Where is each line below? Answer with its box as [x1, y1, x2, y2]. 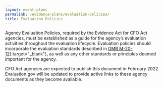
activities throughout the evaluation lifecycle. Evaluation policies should [5, 41, 151, 46]
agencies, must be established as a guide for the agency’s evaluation [5, 35, 146, 41]
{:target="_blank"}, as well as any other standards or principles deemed [9, 51, 156, 57]
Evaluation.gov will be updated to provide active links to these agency [5, 71, 148, 77]
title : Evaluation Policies [5, 16, 63, 21]
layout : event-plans [5, 7, 48, 12]
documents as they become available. [5, 76, 83, 82]
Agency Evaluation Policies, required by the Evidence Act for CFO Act [5, 30, 148, 36]
